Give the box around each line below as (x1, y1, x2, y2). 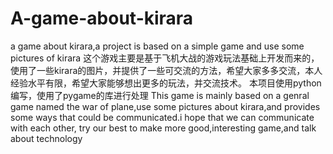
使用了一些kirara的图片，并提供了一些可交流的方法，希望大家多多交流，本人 (10, 64, 323, 76)
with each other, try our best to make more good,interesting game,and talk (10, 122, 317, 134)
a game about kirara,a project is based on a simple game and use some (10, 40, 305, 52)
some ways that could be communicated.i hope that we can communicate (10, 111, 315, 123)
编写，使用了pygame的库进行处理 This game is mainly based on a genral (10, 89, 310, 101)
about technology (10, 132, 83, 144)
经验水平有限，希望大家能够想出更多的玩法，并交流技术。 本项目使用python (10, 77, 322, 89)
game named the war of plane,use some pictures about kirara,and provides (10, 100, 321, 112)
